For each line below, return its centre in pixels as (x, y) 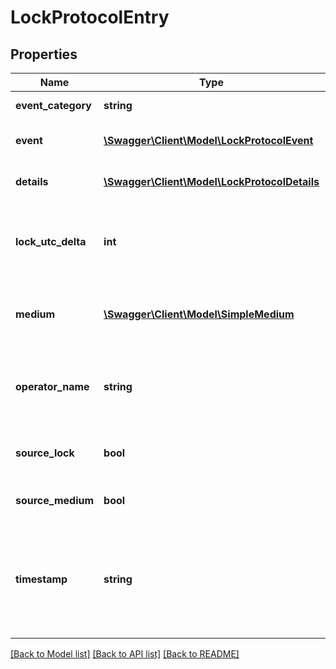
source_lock (45, 453)
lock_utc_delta (51, 241)
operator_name (52, 386)
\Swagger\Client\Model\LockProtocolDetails (211, 181)
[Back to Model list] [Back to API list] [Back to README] (125, 654)
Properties (44, 54)
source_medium (55, 500)
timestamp (41, 579)
